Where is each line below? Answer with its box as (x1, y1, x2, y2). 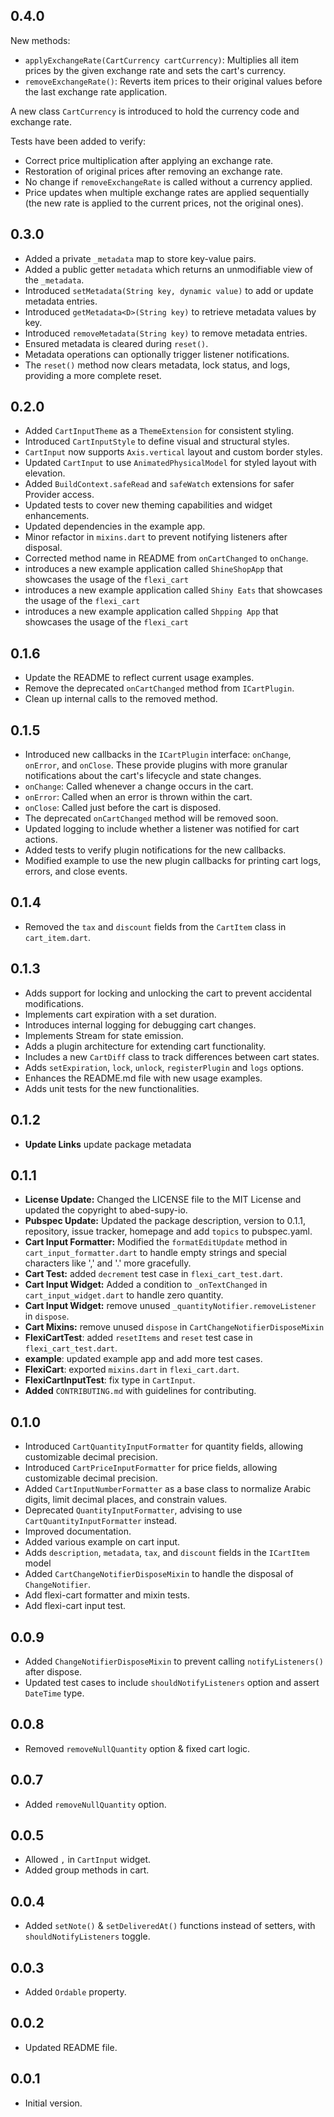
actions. (24, 834, 58, 846)
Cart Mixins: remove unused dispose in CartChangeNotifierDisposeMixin (24, 1321, 325, 1333)
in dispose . (24, 1310, 70, 1323)
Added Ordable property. (24, 1986, 127, 1998)
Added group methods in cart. (24, 1864, 150, 1876)
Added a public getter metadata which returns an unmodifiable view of (24, 263, 313, 275)
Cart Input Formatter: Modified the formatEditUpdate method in (24, 1236, 288, 1248)
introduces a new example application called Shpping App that (24, 605, 279, 618)
